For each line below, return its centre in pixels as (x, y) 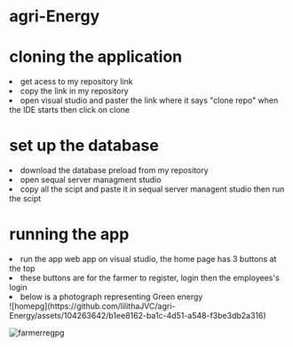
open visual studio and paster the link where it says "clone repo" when (150, 100)
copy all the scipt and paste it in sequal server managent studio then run (153, 189)
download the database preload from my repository (115, 170)
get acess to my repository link (77, 82)
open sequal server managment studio (91, 180)
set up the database (84, 146)
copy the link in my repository (75, 91)
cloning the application (96, 57)
